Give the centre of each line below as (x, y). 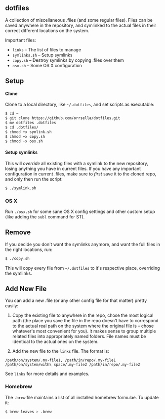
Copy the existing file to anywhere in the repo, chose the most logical (83, 315)
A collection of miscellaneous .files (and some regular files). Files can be (79, 20)
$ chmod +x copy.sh (25, 136)
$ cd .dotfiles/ (22, 127)
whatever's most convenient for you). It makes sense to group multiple (84, 331)
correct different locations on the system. (47, 30)
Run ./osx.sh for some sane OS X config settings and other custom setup (80, 211)
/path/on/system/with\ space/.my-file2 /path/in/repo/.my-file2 (73, 365)
